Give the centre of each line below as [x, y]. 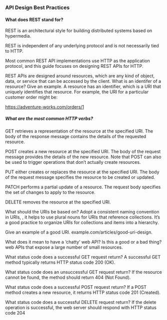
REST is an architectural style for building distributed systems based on [79, 31]
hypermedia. [18, 36]
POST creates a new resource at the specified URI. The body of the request [83, 152]
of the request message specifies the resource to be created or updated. [80, 177]
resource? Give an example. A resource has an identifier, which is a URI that [83, 86]
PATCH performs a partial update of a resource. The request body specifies [83, 187]
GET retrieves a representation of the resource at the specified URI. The [79, 131]
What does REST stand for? [34, 20]
